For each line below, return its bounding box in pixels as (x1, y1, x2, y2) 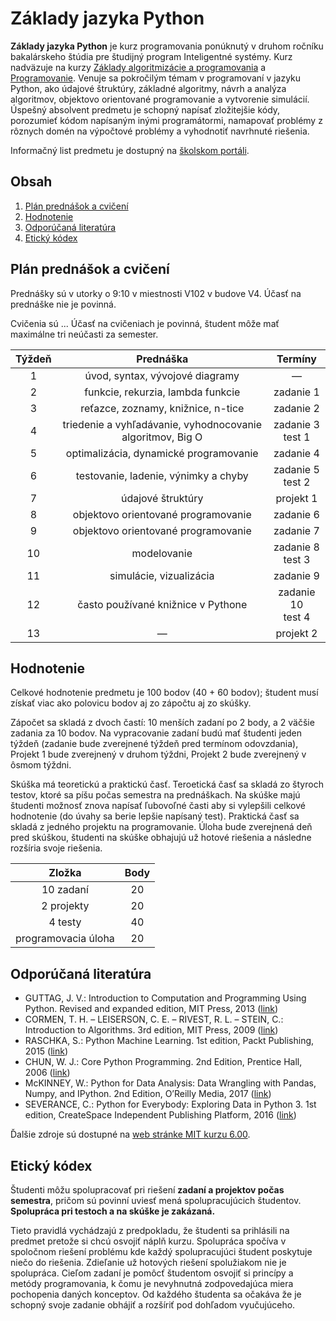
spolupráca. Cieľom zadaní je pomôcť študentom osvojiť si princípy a (10, 1267, 294, 1279)
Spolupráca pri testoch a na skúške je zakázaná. (10, 1205, 216, 1217)
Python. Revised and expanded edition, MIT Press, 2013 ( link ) (24, 1003, 279, 1015)
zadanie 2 (273, 401, 320, 415)
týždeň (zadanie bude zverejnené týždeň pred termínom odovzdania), (10, 738, 299, 750)
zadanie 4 (273, 446, 320, 460)
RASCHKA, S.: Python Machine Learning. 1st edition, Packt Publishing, (24, 1035, 315, 1047)
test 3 (283, 552, 311, 566)
